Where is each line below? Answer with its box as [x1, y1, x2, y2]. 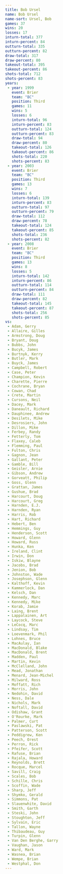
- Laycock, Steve [7, 618, 43, 623]
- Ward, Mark [7, 847, 34, 852]
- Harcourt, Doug [7, 494, 43, 499]
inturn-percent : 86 [11, 278, 52, 283]
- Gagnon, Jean [7, 452, 38, 457]
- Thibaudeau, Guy [7, 829, 45, 834]
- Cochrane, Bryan [7, 384, 45, 389]
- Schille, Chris [7, 778, 43, 783]
